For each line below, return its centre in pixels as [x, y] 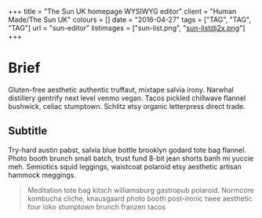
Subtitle [28, 131]
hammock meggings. [42, 175]
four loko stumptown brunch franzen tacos [96, 206]
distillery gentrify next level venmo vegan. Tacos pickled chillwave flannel [127, 98]
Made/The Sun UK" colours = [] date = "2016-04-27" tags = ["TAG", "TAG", [129, 20]
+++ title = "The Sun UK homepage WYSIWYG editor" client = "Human [122, 11]
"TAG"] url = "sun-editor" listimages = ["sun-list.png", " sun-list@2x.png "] [127, 28]
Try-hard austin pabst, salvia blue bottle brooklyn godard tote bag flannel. [127, 150]
